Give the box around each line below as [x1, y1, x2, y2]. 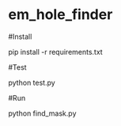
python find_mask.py [8, 109, 77, 118]
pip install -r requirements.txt [8, 47, 103, 56]
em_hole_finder [8, 6, 113, 24]
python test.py [8, 78, 55, 87]
